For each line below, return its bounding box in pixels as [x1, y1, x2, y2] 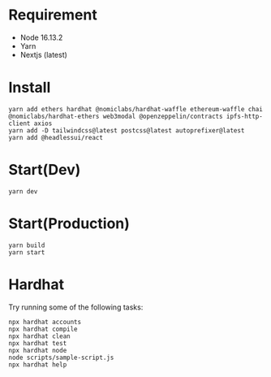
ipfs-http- [226, 112, 264, 120]
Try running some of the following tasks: [8, 302, 144, 312]
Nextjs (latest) [19, 50, 67, 59]
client [8, 119, 31, 128]
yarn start [8, 248, 45, 257]
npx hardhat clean [8, 331, 71, 340]
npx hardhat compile [8, 325, 79, 333]
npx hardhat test [8, 339, 67, 347]
